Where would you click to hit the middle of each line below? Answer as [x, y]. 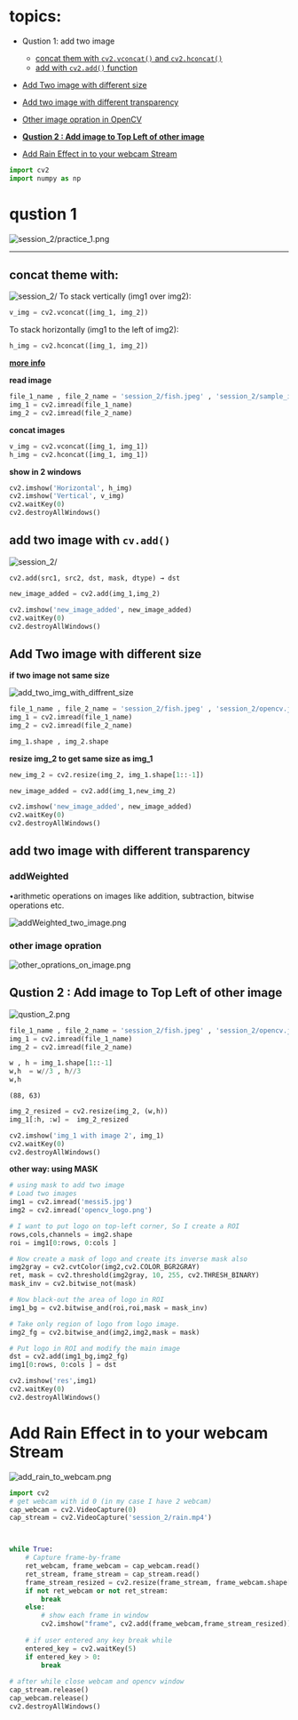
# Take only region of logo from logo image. [94, 1324]
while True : [31, 1549]
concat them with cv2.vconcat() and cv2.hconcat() [129, 58]
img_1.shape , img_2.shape [59, 741]
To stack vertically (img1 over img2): [125, 296]
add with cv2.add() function [86, 68]
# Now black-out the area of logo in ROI [87, 1300]
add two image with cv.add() [90, 540]
